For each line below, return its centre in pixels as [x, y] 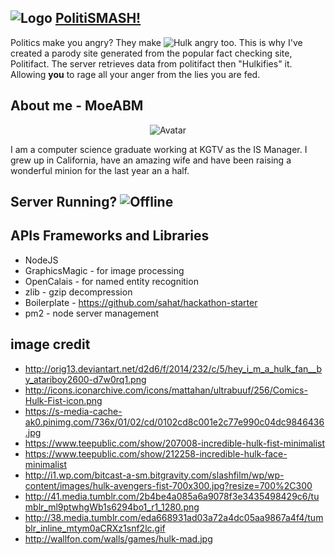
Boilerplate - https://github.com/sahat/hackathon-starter [141, 302]
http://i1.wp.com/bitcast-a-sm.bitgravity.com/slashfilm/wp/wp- [154, 475]
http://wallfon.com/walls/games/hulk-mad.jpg [118, 538]
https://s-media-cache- [73, 411]
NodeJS [41, 260]
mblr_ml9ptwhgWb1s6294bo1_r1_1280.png [112, 507]
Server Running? [64, 202]
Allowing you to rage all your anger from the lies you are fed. [135, 74]
